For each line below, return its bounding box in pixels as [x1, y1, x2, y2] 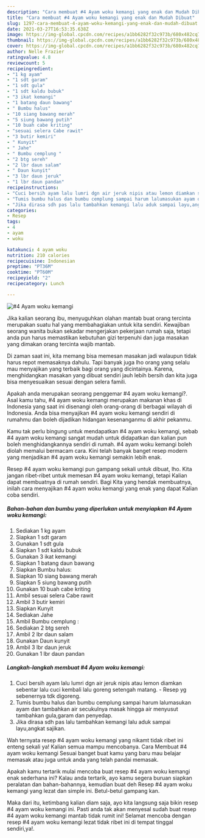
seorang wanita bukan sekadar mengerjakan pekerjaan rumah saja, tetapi [7, 327, 191, 335]
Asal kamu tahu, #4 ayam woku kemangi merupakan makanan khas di [7, 396, 182, 403]
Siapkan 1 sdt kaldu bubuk [15, 546, 82, 553]
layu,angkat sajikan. [15, 725, 66, 732]
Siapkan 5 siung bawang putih [15, 578, 92, 586]
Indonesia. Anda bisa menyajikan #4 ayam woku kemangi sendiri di [7, 409, 175, 416]
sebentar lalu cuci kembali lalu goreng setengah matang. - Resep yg [15, 686, 187, 693]
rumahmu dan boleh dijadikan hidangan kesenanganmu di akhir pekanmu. [7, 416, 192, 423]
